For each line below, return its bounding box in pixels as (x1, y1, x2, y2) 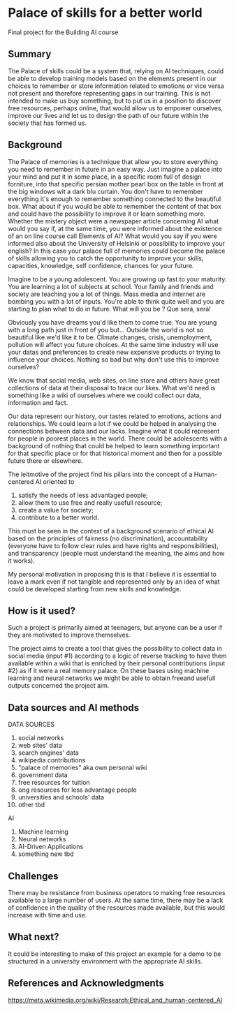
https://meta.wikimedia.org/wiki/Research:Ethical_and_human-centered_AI (8, 996, 223, 1004)
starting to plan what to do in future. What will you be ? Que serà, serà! (8, 304, 212, 313)
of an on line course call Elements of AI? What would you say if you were (8, 232, 217, 240)
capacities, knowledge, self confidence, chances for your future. (8, 261, 194, 270)
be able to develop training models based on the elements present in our (8, 74, 217, 82)
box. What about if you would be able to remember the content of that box (8, 202, 222, 210)
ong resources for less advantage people (17, 785, 137, 794)
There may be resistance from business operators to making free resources (8, 889, 226, 896)
